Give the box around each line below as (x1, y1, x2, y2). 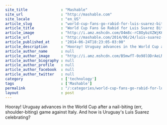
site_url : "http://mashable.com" (5, 12, 112, 17)
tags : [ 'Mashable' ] (5, 81, 92, 86)
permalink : (5, 85, 64, 91)
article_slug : (5, 21, 64, 26)
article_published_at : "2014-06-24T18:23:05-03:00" (5, 40, 126, 45)
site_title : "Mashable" (5, 7, 88, 12)
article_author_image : (5, 53, 64, 59)
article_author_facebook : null (5, 67, 75, 72)
